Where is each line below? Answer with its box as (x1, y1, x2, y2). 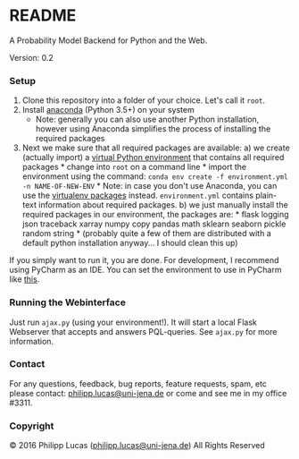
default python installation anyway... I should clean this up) (21, 238, 238, 249)
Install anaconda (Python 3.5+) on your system (21, 105, 195, 115)
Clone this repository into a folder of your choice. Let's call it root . (21, 95, 266, 106)
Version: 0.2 (9, 52, 54, 63)
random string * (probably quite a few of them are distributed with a (21, 228, 271, 239)
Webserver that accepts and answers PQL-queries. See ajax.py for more (9, 326, 278, 336)
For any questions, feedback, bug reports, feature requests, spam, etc (9, 378, 268, 389)
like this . (9, 274, 40, 285)
